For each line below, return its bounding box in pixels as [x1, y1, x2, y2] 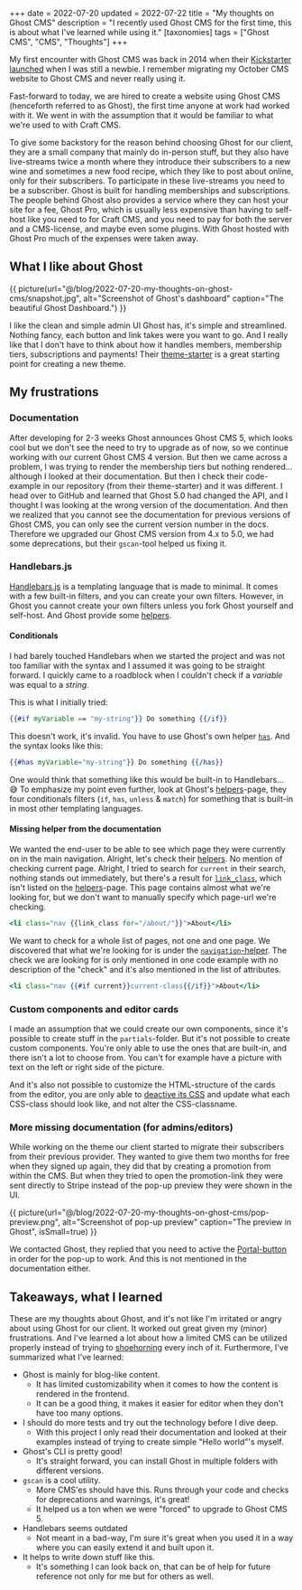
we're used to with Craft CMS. [9, 119, 122, 130]
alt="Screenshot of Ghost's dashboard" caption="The [83, 293, 284, 304]
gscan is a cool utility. [22, 1475, 101, 1486]
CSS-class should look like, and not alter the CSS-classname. [9, 1098, 238, 1109]
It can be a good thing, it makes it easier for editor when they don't [35, 1398, 284, 1409]
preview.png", [9, 1217, 60, 1228]
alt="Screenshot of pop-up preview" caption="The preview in [61, 1217, 291, 1228]
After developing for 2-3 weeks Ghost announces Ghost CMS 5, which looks [9, 432, 293, 443]
